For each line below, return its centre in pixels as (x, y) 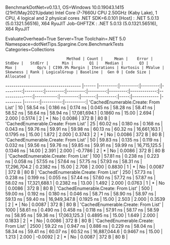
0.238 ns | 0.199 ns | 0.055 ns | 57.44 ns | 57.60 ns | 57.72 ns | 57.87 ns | (80, 178)
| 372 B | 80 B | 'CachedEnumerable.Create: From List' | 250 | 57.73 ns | (80, 172)
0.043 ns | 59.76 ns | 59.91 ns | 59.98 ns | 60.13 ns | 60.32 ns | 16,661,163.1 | (84, 129)
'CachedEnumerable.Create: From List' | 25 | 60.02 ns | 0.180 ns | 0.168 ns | (84, 124)
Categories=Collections (30, 49)
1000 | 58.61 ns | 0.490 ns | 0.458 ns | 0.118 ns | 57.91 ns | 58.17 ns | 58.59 (82, 210)
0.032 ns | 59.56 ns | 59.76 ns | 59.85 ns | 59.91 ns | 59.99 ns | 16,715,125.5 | (85, 145)
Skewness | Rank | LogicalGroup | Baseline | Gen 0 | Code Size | (78, 72)
